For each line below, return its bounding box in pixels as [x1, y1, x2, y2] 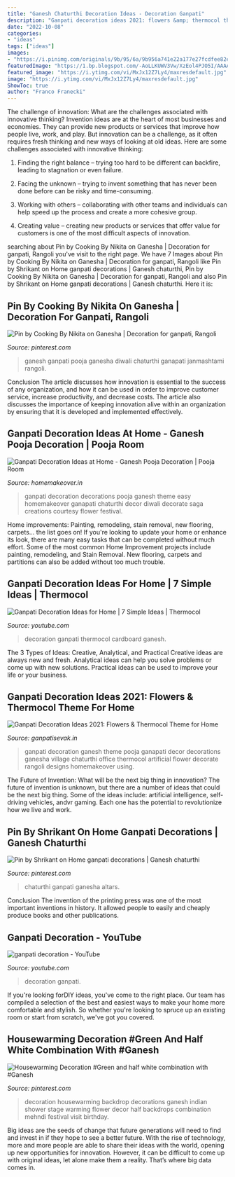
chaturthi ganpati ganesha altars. [24, 883, 120, 891]
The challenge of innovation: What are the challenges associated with [7, 108, 208, 116]
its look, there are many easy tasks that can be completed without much [7, 535, 215, 544]
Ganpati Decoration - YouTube [7, 931, 142, 943]
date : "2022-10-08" [7, 23, 64, 30]
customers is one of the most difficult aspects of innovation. [17, 229, 191, 238]
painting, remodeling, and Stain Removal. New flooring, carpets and [7, 550, 202, 558]
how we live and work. [7, 806, 72, 814]
